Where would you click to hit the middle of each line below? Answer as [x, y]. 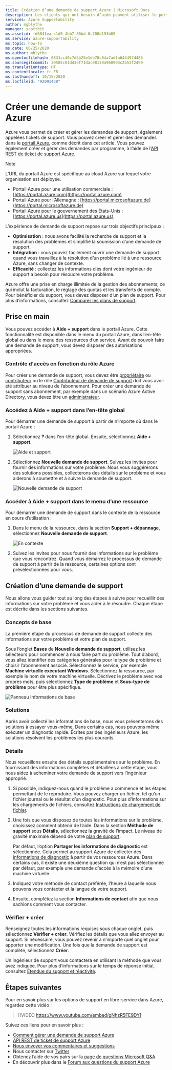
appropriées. [19, 351]
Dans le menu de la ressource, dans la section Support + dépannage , [86, 528]
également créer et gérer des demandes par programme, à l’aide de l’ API [82, 148]
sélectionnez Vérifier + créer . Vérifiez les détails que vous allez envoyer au [84, 934]
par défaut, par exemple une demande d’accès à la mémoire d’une [82, 868]
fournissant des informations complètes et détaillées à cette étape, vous [81, 768]
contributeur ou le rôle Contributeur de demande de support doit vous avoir [85, 380]
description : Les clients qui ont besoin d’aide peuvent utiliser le [81, 15]
